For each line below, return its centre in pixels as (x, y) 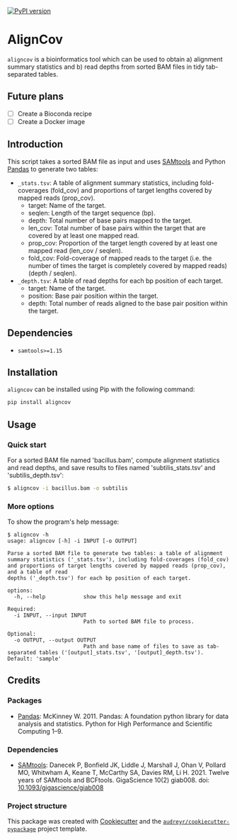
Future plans (35, 97)
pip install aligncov (39, 403)
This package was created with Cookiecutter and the (85, 822)
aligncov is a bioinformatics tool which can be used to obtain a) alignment (115, 59)
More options (31, 506)
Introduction (35, 144)
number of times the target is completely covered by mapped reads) (128, 265)
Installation (33, 372)
